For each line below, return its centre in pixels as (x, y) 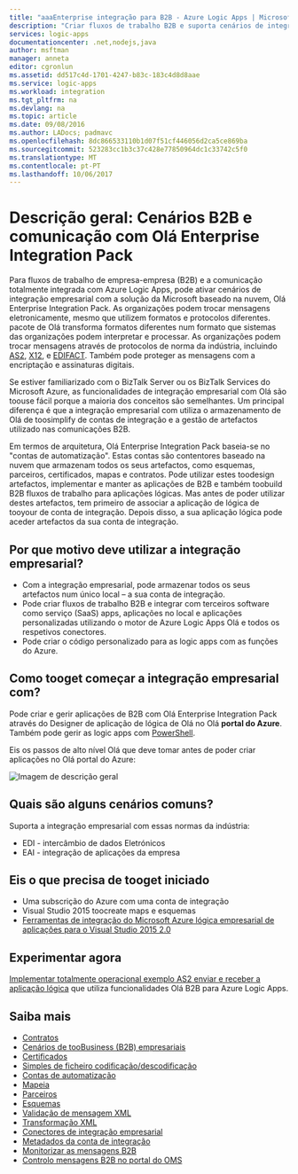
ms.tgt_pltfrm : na (43, 100)
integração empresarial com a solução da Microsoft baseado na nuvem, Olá (148, 299)
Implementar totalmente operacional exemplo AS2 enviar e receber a (135, 979)
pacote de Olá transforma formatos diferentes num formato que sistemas (143, 327)
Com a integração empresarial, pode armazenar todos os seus (136, 585)
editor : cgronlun (41, 67)
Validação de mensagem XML (76, 1113)
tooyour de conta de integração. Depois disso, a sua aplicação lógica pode (146, 513)
